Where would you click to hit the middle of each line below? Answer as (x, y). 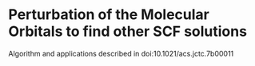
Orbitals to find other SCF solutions (128, 31)
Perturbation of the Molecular (109, 15)
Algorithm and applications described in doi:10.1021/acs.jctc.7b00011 (121, 53)
